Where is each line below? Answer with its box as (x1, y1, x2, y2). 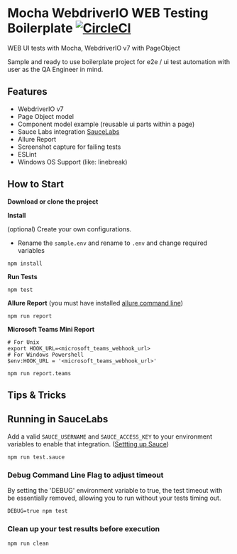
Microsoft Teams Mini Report (7, 325, 95, 333)
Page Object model (17, 112, 75, 120)
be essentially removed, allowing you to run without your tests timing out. (7, 493, 221, 503)
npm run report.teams (7, 370, 72, 377)
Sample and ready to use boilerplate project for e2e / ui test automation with (7, 57, 231, 66)
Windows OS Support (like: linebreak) (17, 157, 128, 166)
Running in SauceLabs (7, 413, 109, 425)
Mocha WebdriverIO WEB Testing (7, 5, 209, 21)
